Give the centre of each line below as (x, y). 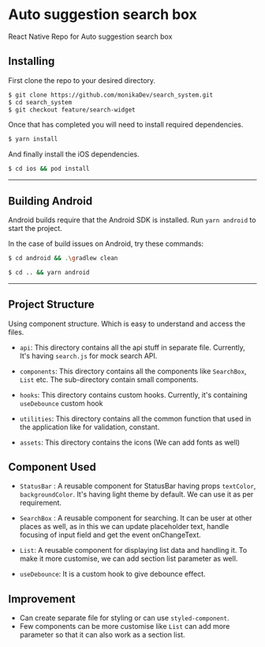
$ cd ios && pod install (49, 169)
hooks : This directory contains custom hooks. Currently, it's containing (134, 395)
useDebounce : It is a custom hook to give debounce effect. (113, 574)
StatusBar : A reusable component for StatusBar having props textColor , (138, 486)
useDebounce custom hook (61, 403)
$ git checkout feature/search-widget (72, 110)
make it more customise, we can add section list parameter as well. (129, 558)
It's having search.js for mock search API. (88, 356)
